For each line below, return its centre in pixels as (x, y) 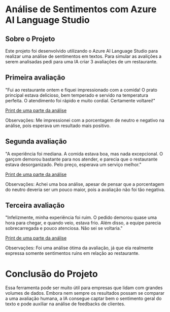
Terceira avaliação (35, 205)
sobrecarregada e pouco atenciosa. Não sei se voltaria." (64, 228)
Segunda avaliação (36, 142)
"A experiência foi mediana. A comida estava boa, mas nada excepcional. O (84, 153)
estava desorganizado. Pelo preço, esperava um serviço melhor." (73, 164)
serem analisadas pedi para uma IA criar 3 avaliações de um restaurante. (81, 62)
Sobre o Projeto (30, 39)
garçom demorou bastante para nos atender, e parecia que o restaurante (81, 159)
